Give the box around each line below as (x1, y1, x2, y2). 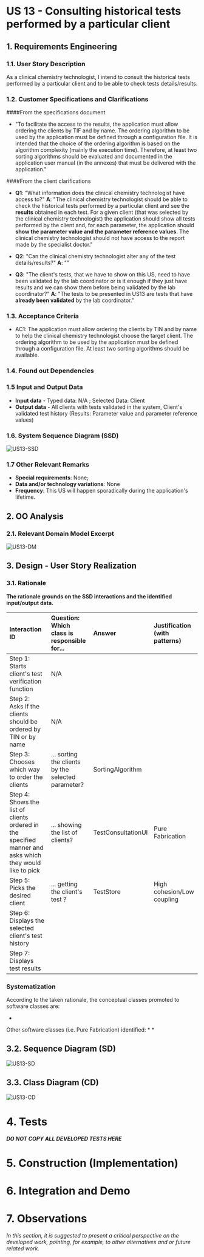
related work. (6, 1244, 39, 1252)
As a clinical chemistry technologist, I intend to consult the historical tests (6, 73, 190, 80)
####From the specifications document (6, 109, 106, 116)
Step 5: (9, 876, 30, 885)
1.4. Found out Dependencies (6, 366, 94, 375)
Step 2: (9, 694, 30, 703)
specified (9, 835, 36, 844)
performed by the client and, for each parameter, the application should (15, 222, 194, 229)
